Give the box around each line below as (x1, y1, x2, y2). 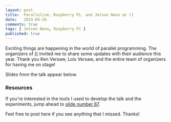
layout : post (5, 7, 33, 13)
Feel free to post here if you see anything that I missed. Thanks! (5, 111, 140, 117)
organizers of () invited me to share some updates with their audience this (5, 51, 161, 57)
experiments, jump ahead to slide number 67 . (5, 101, 101, 107)
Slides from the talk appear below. (5, 71, 78, 77)
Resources (5, 84, 33, 91)
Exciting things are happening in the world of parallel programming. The (5, 45, 157, 51)
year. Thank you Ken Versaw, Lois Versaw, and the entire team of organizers (5, 56, 166, 62)
